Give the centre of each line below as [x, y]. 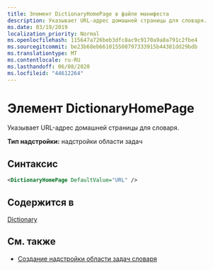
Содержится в [41, 202]
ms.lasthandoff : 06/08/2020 [49, 67]
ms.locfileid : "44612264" [45, 73]
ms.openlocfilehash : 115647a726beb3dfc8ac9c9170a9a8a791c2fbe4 [103, 40]
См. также [32, 242]
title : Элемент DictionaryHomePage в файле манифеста [88, 14]
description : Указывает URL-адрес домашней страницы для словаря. [107, 21]
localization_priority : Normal [53, 34]
